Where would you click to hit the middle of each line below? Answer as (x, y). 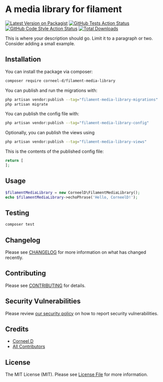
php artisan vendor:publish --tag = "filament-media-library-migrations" (81, 100)
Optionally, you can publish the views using (50, 133)
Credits (17, 329)
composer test (20, 225)
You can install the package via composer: (49, 71)
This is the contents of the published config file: (54, 151)
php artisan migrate (27, 104)
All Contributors (29, 347)
